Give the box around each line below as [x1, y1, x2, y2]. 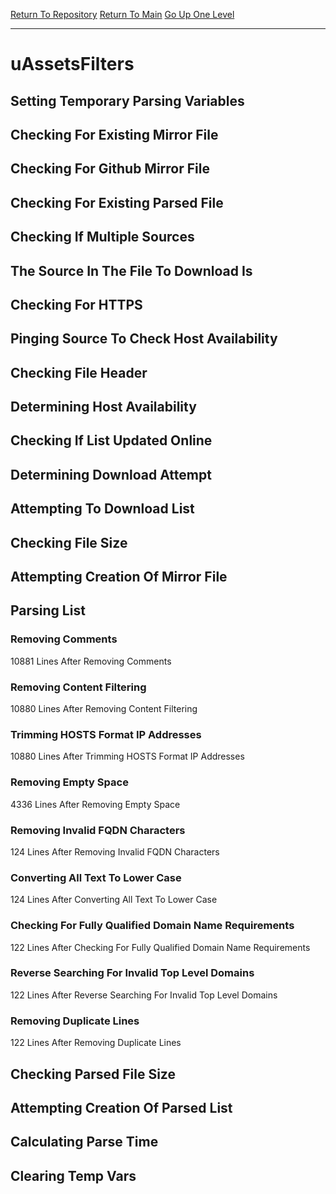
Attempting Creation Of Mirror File [10, 569, 228, 586]
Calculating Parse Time [10, 1134, 159, 1151]
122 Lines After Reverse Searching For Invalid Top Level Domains [10, 989, 278, 1001]
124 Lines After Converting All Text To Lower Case [10, 894, 218, 906]
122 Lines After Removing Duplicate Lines [10, 1037, 182, 1049]
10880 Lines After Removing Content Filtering [10, 703, 198, 715]
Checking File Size [10, 534, 128, 551]
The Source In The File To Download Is [10, 262, 253, 279]
